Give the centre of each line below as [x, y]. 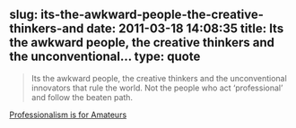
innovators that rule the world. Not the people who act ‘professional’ [157, 88]
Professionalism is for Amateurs [68, 115]
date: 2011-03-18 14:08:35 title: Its [185, 29]
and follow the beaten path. [82, 97]
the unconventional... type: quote [105, 57]
